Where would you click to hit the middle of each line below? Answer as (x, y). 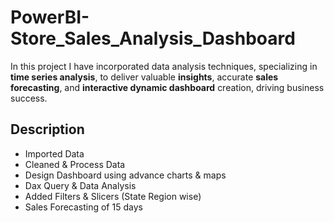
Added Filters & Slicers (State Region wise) (113, 196)
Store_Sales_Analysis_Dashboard (153, 38)
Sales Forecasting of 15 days (83, 207)
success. (29, 98)
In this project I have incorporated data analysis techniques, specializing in (164, 66)
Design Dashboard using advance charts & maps (125, 175)
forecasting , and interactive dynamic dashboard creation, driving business (167, 87)
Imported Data (54, 153)
